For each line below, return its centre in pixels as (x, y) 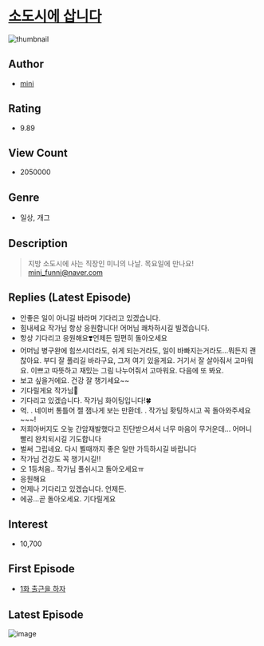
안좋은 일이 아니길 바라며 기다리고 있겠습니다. (90, 317)
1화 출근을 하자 (43, 589)
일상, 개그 (35, 217)
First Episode (42, 569)
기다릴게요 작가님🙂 (49, 390)
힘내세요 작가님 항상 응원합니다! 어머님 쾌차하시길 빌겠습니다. (114, 328)
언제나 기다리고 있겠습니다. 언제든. (73, 488)
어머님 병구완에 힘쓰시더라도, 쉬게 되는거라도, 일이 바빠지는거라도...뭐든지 (134, 350)
